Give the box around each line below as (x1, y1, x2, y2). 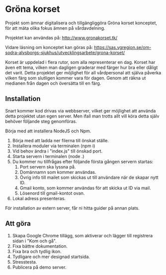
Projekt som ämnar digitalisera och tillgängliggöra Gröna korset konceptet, (5, 20, 158, 26)
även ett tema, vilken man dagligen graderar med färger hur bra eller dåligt (5, 64, 158, 70)
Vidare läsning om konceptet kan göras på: (5, 44, 93, 50)
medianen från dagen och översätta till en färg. (5, 80, 101, 86)
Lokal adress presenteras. (12, 195, 66, 201)
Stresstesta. (12, 259, 37, 265)
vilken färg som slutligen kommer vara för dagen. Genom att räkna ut (5, 75, 146, 81)
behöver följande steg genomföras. (5, 118, 77, 124)
